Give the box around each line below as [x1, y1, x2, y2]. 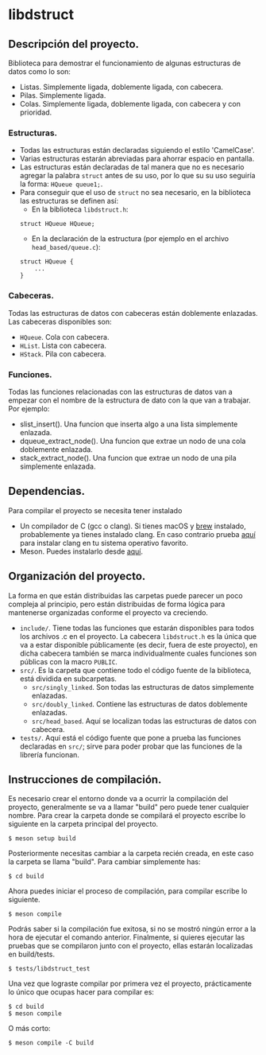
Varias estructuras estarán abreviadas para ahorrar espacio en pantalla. [19, 154, 255, 164]
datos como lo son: [8, 67, 71, 76]
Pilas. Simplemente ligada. [19, 91, 106, 100]
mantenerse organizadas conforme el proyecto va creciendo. [8, 607, 209, 617]
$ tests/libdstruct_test [8, 965, 91, 973]
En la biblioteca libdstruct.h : [31, 204, 129, 214]
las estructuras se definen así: [19, 197, 119, 206]
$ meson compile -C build [8, 1039, 94, 1047]
